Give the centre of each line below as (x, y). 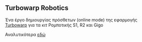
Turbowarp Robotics (37, 8)
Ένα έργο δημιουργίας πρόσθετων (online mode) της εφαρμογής (71, 20)
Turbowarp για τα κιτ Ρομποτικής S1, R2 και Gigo (54, 25)
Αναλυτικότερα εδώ (25, 34)
